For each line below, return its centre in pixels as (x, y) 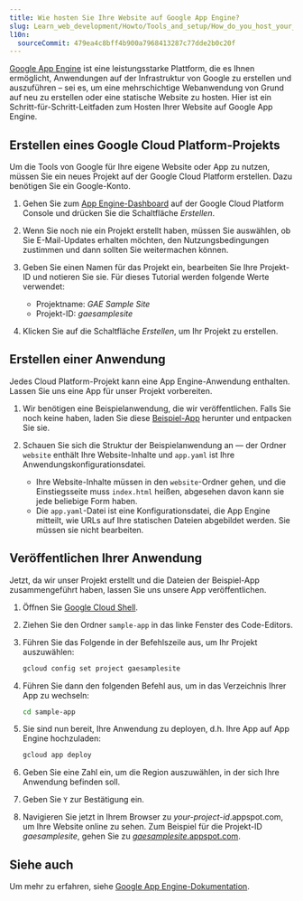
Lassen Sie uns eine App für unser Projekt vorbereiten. (111, 390)
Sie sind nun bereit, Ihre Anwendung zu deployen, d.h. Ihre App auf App (156, 729)
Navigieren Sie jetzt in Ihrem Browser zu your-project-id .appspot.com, (153, 817)
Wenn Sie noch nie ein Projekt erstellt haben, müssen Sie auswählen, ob (156, 230)
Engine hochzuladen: (62, 738)
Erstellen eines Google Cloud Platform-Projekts (145, 145)
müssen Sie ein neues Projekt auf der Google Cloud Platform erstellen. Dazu (151, 176)
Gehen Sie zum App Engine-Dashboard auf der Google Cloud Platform (153, 203)
